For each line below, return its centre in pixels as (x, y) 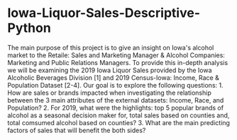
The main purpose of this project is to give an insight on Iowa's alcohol (111, 47)
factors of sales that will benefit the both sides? (77, 130)
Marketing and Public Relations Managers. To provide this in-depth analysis (118, 62)
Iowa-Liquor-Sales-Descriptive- (104, 13)
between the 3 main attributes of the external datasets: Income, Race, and (116, 100)
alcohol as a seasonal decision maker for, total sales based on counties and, (118, 115)
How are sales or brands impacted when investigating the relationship (109, 93)
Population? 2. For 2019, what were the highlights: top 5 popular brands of (116, 107)
